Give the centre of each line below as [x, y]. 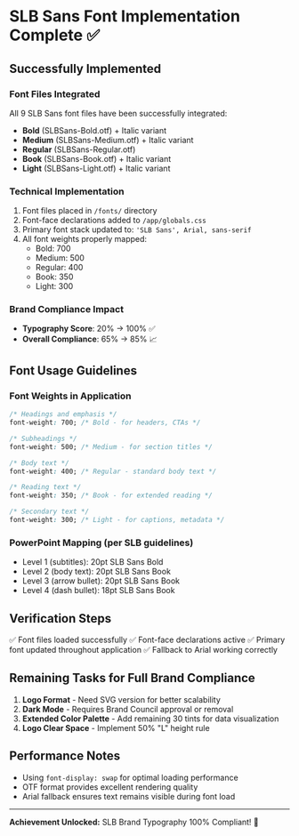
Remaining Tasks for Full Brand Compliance [132, 678]
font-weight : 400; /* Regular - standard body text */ [113, 471]
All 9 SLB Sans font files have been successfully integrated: [118, 113]
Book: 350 [54, 277]
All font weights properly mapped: [85, 239]
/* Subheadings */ [43, 438]
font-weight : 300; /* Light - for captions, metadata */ [117, 520]
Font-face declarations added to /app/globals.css [114, 221]
